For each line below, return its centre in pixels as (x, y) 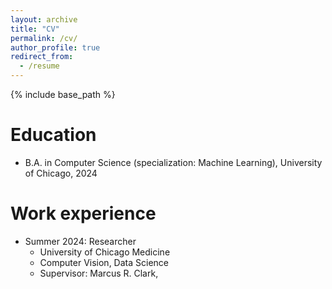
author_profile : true (55, 47)
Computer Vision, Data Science (104, 262)
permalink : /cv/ (44, 38)
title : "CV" (35, 29)
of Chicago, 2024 (61, 173)
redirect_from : (42, 57)
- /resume (39, 66)
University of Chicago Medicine (105, 252)
